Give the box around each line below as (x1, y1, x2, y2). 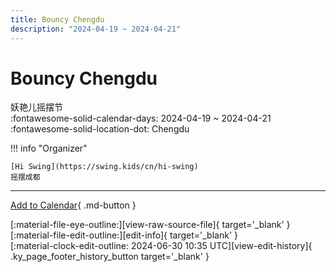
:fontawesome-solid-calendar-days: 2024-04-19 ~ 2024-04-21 (10, 112, 272, 125)
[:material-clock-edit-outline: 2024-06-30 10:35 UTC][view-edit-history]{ (10, 240, 313, 252)
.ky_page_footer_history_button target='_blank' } (10, 251, 210, 263)
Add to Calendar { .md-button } (10, 199, 137, 211)
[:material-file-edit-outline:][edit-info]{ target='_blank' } (10, 229, 238, 241)
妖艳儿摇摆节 (10, 101, 63, 113)
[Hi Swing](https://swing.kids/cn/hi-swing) (10, 162, 199, 172)
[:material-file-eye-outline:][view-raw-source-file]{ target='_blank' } (10, 219, 291, 231)
